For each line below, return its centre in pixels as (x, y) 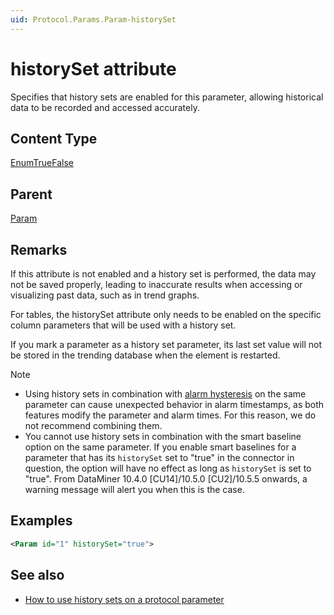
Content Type (54, 138)
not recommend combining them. (93, 425)
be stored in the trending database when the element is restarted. (145, 355)
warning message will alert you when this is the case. (134, 489)
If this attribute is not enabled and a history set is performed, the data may (163, 274)
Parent (31, 194)
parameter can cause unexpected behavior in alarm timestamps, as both (174, 404)
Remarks (39, 249)
